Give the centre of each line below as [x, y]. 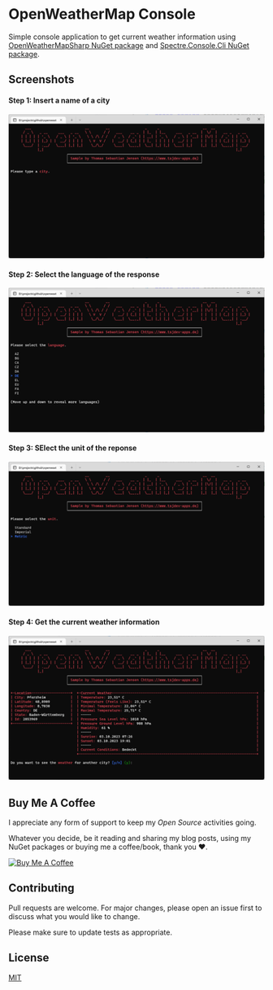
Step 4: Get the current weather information [84, 622]
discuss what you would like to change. [74, 916]
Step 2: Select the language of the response [84, 274]
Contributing [41, 888]
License [29, 958]
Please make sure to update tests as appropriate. [91, 932]
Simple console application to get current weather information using [122, 37]
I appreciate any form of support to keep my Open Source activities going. [132, 822]
